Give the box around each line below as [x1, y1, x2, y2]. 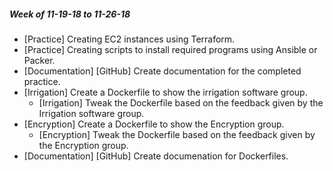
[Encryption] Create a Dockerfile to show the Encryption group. [23, 118, 285, 130]
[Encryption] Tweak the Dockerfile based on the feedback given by [38, 128, 316, 140]
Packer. [23, 54, 56, 66]
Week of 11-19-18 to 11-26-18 [9, 8, 131, 20]
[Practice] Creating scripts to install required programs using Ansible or [23, 43, 318, 55]
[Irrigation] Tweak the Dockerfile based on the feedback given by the [38, 96, 324, 109]
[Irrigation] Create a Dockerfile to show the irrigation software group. [23, 86, 308, 98]
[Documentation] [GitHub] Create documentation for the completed [23, 65, 302, 77]
